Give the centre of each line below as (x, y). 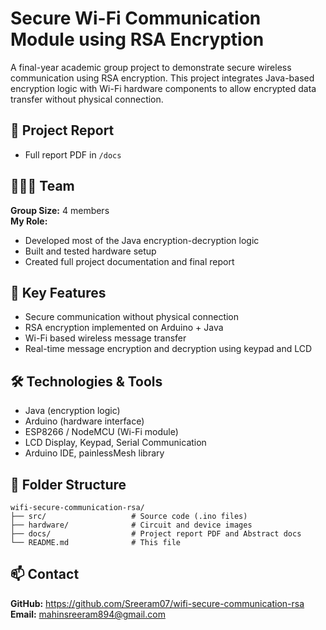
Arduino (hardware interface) (84, 421)
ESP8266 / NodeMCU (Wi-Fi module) (101, 432)
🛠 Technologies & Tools (86, 381)
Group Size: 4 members (60, 210)
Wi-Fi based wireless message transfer (105, 338)
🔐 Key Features (58, 292)
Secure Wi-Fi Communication (136, 18)
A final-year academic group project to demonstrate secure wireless (151, 67)
